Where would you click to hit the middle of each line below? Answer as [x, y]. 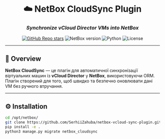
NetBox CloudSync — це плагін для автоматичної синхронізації [72, 70]
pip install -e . [23, 127]
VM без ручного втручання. [34, 86]
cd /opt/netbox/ [22, 118]
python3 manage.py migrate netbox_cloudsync [51, 131]
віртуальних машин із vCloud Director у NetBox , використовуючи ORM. [80, 76]
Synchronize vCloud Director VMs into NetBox [82, 28]
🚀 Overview [23, 58]
